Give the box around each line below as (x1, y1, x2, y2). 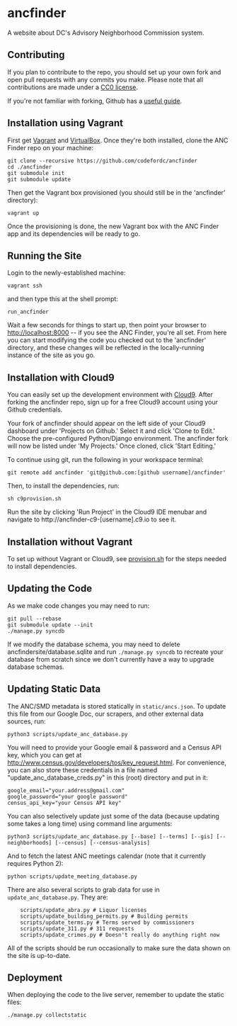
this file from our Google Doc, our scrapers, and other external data (7, 709, 204, 718)
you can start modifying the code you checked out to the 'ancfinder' (7, 336, 207, 344)
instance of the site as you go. (7, 351, 96, 359)
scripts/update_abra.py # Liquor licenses (20, 906, 147, 913)
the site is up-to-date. (7, 951, 71, 959)
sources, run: (7, 717, 46, 726)
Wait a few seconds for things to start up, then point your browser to (7, 321, 207, 329)
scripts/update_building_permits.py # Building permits (20, 913, 189, 920)
